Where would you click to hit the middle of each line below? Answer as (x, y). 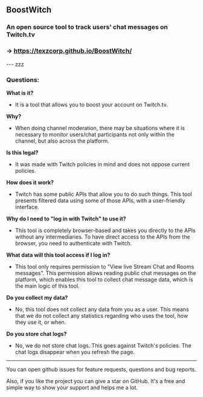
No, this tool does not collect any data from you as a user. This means (102, 309)
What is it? (20, 92)
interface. (27, 207)
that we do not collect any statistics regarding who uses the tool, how (101, 315)
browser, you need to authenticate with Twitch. (73, 243)
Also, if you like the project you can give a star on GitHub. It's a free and (96, 381)
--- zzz (15, 64)
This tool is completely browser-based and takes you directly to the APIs (105, 230)
